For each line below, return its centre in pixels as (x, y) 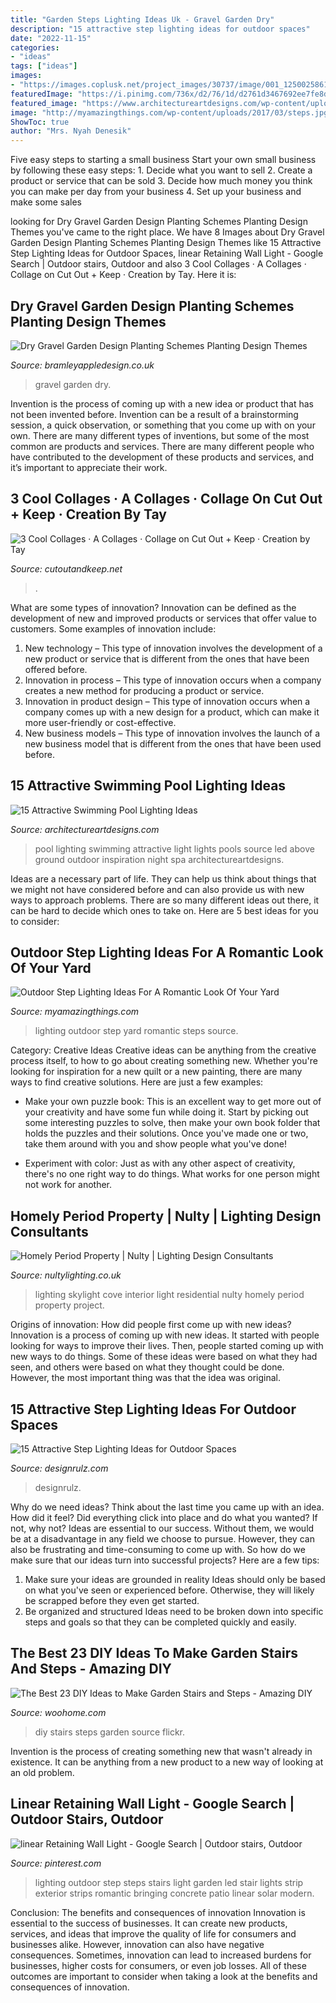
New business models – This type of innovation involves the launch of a (172, 733)
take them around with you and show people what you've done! (155, 1144)
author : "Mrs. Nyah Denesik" (71, 131)
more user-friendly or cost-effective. (100, 722)
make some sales (46, 202)
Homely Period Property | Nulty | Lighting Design (166, 1216)
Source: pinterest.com (56, 1863)
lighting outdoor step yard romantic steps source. (136, 1031)
